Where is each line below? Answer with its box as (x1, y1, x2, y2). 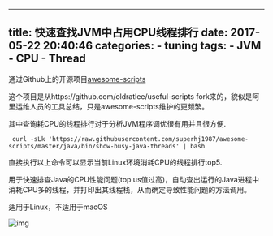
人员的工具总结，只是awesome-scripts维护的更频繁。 (29, 101, 210, 111)
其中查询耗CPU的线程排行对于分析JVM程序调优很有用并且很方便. (8, 118, 226, 128)
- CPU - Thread (8, 52, 87, 66)
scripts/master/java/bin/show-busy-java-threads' (8, 142, 180, 150)
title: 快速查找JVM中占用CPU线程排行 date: (8, 26, 228, 40)
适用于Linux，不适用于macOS (8, 202, 108, 212)
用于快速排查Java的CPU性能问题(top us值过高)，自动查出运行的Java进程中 (8, 174, 260, 184)
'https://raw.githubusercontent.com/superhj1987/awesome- (48, 135, 249, 143)
